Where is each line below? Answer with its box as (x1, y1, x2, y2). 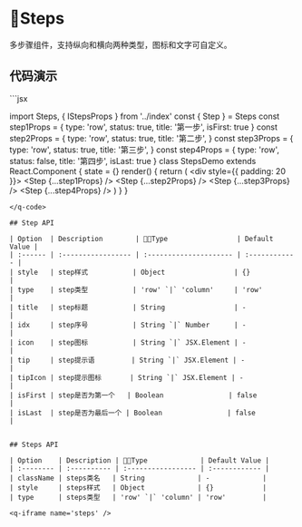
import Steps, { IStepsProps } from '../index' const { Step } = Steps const (9, 111, 280, 122)
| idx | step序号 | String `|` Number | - (9, 320, 247, 329)
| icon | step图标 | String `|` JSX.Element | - (9, 337, 247, 347)
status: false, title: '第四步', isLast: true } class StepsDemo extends (9, 155, 257, 166)
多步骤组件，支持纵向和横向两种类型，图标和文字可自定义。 (9, 39, 232, 50)
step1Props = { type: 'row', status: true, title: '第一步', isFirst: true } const (9, 122, 278, 132)
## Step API (9, 218, 54, 228)
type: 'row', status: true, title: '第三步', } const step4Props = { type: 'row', (9, 144, 279, 155)
